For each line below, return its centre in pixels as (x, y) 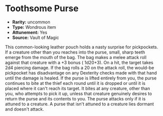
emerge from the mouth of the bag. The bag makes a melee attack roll (76, 57)
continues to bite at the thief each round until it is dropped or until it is (75, 83)
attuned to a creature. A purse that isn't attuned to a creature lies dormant (80, 104)
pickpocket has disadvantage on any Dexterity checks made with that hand (81, 73)
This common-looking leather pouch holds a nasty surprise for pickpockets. (81, 47)
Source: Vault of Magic (36, 38)
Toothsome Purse (42, 9)
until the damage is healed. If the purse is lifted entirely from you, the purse (81, 78)
